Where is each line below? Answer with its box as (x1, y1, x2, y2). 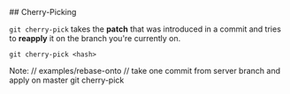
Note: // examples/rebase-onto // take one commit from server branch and (9, 66, 281, 76)
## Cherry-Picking (9, 7, 77, 17)
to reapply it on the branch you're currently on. (9, 33, 181, 43)
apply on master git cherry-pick (9, 75, 125, 85)
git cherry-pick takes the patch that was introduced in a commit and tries (9, 24, 281, 34)
